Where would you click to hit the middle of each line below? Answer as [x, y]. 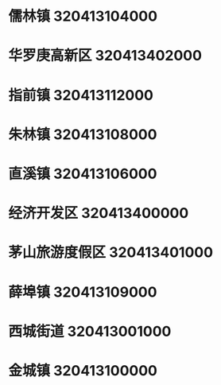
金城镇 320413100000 [83, 370]
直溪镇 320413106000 [83, 174]
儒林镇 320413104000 [83, 16]
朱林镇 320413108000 [83, 134]
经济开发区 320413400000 [99, 214]
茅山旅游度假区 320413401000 [111, 253]
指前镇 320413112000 [81, 95]
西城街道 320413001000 [90, 331]
